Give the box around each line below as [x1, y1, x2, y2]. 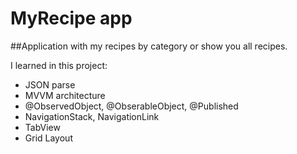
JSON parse [24, 78, 76, 91]
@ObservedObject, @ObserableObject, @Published [24, 100, 239, 112]
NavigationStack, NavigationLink [24, 110, 160, 122]
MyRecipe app [10, 7, 133, 30]
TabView [24, 121, 61, 133]
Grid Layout [24, 132, 73, 144]
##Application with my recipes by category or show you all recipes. [10, 40, 288, 52]
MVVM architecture [24, 89, 106, 101]
